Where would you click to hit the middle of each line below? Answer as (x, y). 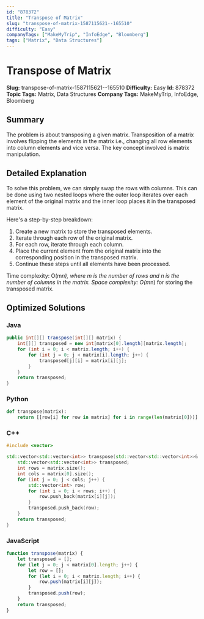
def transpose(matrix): (37, 412)
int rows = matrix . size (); (52, 469)
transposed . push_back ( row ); (64, 508)
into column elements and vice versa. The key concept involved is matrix (98, 147)
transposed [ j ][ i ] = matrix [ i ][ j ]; (83, 361)
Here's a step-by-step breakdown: (50, 219)
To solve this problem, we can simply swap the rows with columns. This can (102, 188)
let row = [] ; (46, 570)
